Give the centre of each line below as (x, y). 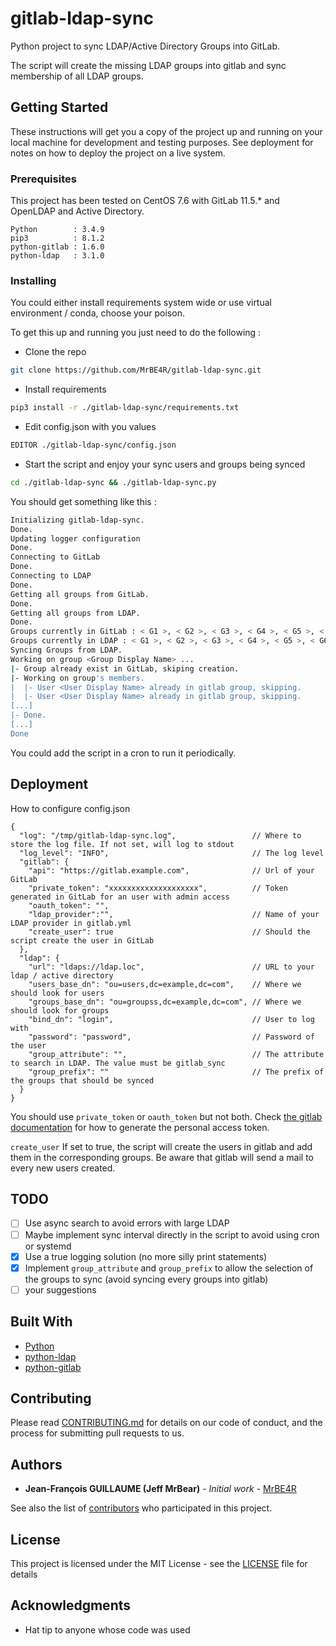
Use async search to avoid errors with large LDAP (127, 1223)
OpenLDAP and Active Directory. (77, 211)
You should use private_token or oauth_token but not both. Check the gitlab (166, 1116)
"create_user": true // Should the (169, 932)
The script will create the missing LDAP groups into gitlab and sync (148, 65)
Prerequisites (43, 179)
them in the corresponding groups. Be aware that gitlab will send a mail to (162, 1157)
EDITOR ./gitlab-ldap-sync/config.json (93, 445)
